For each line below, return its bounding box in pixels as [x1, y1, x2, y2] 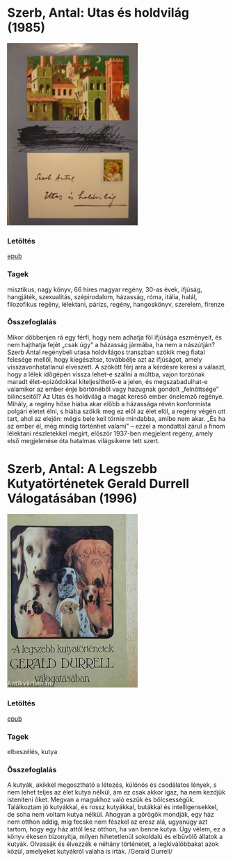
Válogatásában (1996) [7, 490, 138, 506]
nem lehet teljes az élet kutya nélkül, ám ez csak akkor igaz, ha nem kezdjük [7, 788, 226, 797]
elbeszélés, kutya [7, 748, 58, 756]
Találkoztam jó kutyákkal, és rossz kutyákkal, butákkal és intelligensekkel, [7, 803, 218, 811]
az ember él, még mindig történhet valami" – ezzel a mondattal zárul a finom [7, 422, 225, 430]
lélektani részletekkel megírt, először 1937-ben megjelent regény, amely [7, 429, 214, 438]
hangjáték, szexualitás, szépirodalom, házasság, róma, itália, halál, [7, 292, 198, 301]
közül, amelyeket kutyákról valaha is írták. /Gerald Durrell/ [7, 847, 172, 856]
